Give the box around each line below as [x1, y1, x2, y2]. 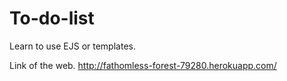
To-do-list [9, 7, 95, 30]
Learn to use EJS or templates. [9, 40, 136, 52]
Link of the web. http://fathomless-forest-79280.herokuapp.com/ [9, 59, 277, 71]
